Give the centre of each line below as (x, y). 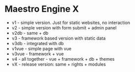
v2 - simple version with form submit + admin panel (64, 27)
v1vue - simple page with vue (42, 48)
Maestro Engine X (42, 9)
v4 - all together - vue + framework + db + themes (63, 59)
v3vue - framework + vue (38, 54)
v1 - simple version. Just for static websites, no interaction (71, 23)
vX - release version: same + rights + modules (59, 64)
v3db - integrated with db (38, 43)
